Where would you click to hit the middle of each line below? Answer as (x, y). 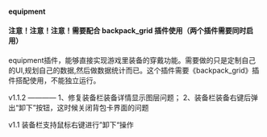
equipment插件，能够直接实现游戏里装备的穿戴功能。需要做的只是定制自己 (132, 60)
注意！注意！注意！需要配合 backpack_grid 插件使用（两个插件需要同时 (127, 31)
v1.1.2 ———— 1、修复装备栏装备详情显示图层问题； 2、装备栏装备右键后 (130, 98)
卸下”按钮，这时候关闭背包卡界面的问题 (84, 107)
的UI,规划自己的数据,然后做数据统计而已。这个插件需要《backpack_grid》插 (134, 70)
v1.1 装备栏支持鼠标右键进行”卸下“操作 (71, 124)
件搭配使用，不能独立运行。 (54, 80)
